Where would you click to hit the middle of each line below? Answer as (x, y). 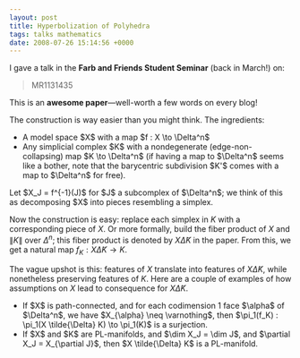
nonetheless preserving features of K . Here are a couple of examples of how (150, 278)
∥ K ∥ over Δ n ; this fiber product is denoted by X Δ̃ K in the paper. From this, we (150, 239)
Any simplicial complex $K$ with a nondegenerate (115, 147)
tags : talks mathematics (56, 34)
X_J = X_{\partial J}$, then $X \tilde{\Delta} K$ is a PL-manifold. (140, 343)
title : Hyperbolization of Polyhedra (80, 26)
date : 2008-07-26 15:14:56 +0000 (72, 43)
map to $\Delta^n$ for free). (74, 175)
